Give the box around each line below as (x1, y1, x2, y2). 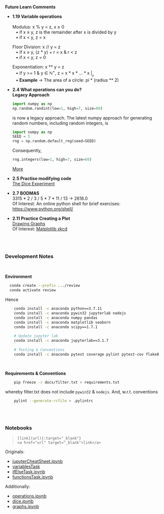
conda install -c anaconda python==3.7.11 (14, 306, 102, 311)
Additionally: (5, 484, 30, 489)
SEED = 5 (12, 134, 30, 139)
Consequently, (12, 148, 42, 153)
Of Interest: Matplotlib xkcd (12, 226, 68, 232)
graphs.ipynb (12, 503, 39, 509)
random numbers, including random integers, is (12, 120, 109, 126)
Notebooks (5, 424, 32, 431)
